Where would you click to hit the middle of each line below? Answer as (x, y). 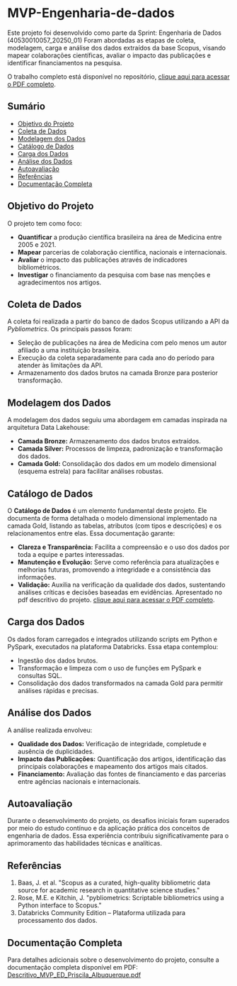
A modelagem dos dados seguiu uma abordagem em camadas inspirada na (117, 420)
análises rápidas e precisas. (58, 690)
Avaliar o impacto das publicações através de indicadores (102, 260)
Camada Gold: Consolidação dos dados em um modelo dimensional (117, 464)
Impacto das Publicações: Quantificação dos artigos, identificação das (122, 759)
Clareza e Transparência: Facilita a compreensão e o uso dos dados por (123, 547)
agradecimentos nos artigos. (59, 282)
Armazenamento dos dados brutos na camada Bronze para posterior (117, 373)
